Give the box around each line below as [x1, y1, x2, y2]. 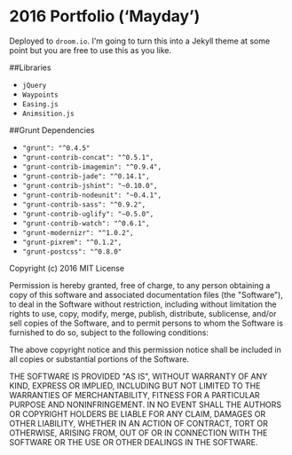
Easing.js [21, 99, 59, 108]
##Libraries [9, 62, 51, 73]
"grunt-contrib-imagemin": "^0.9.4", [21, 162, 162, 171]
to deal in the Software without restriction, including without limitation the [9, 299, 277, 310]
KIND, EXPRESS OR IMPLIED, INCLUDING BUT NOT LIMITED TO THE [9, 380, 261, 391]
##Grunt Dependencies [9, 124, 95, 135]
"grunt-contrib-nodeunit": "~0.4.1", [21, 191, 162, 200]
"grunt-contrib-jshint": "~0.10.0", [21, 181, 158, 190]
